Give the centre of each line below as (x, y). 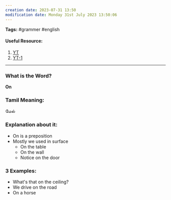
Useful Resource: (24, 41)
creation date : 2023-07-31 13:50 (41, 10)
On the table (33, 146)
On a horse (24, 192)
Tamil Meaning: (25, 100)
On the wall (32, 152)
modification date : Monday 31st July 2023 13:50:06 (61, 15)
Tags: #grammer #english (33, 29)
